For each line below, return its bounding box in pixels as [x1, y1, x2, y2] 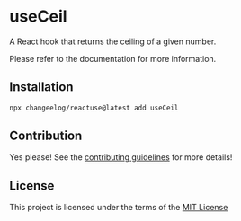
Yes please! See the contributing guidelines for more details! [9, 152, 233, 163]
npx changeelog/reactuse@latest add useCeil [9, 103, 179, 112]
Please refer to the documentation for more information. [9, 53, 217, 64]
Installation [9, 79, 74, 95]
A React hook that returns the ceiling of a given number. [9, 36, 217, 47]
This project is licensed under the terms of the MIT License [9, 202, 228, 213]
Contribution [9, 128, 83, 144]
